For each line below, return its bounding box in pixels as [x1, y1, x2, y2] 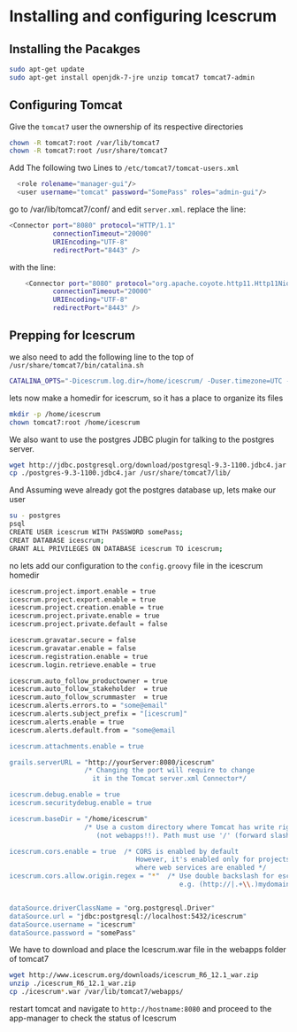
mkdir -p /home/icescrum [9, 409, 101, 418]
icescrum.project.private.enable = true [9, 611, 161, 621]
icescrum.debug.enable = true [9, 790, 121, 799]
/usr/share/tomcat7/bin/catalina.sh [9, 361, 144, 369]
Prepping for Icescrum [9, 328, 135, 343]
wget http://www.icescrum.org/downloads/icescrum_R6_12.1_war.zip [9, 971, 259, 980]
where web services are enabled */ [135, 864, 267, 873]
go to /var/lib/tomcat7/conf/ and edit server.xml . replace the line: [9, 204, 246, 214]
